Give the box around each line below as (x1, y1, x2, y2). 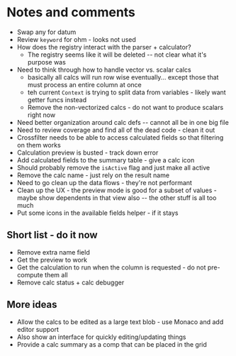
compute (16, 270, 43, 279)
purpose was (27, 57, 67, 66)
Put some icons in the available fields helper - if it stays (16, 208, 179, 217)
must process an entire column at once (27, 80, 142, 89)
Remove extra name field (16, 247, 90, 256)
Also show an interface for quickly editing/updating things (16, 333, 186, 341)
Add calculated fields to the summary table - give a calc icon (16, 155, 195, 164)
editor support (16, 325, 60, 333)
